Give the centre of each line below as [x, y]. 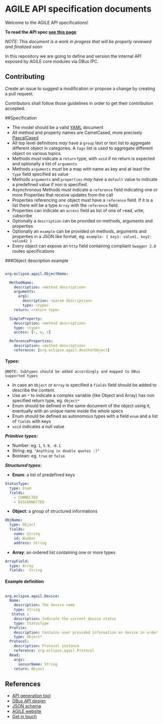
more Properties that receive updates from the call [63, 195]
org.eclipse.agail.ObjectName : [37, 274]
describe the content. [34, 390]
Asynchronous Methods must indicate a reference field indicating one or [85, 190]
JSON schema [27, 706]
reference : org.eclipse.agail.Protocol [54, 651]
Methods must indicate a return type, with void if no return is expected [83, 158]
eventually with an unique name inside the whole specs [67, 411]
